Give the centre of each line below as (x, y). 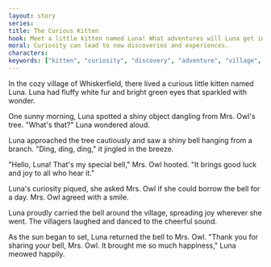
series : (21, 23)
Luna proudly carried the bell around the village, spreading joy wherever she (135, 212)
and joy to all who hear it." (52, 173)
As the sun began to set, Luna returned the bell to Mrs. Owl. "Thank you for (133, 236)
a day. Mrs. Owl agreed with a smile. (69, 197)
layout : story (32, 16)
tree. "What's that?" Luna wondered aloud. (79, 125)
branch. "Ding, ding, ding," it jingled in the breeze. (91, 149)
